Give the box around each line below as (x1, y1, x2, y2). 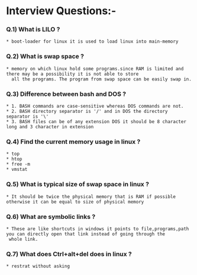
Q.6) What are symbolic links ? (6, 212, 96, 221)
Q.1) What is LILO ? (6, 25, 60, 34)
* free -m (6, 161, 31, 167)
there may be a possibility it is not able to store (6, 71, 139, 77)
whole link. (8, 236, 38, 242)
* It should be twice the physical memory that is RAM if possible (6, 193, 176, 199)
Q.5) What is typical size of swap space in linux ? (6, 180, 150, 189)
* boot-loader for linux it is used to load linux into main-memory (6, 38, 179, 45)
